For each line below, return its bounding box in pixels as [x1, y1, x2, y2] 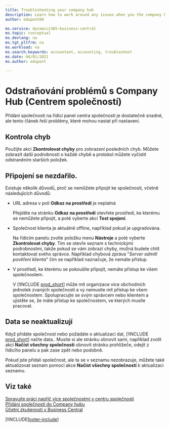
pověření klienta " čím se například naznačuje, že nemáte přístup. [12, 256, 148, 262]
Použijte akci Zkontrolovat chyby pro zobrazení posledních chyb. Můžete [5, 146, 159, 152]
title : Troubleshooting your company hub [5, 7, 94, 13]
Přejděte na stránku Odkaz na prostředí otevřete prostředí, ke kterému [12, 209, 160, 216]
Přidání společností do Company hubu [5, 401, 85, 407]
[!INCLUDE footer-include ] [5, 416, 59, 422]
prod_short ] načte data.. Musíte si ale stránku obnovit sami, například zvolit [5, 336, 162, 342]
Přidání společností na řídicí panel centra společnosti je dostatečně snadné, [5, 112, 163, 119]
